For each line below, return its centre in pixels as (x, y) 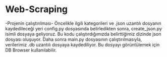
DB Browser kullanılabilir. (31, 50)
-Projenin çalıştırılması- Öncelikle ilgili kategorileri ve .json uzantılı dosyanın (83, 23)
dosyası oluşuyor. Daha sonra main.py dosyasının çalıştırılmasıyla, (74, 39)
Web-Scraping (37, 9)
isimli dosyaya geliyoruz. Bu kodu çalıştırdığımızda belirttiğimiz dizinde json (83, 34)
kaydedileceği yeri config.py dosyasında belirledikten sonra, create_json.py (84, 28)
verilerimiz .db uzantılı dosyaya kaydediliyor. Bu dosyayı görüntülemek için (82, 44)
